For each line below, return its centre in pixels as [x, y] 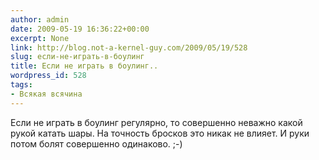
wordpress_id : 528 [48, 76]
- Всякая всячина [46, 94]
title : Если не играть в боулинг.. [84, 66]
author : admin [40, 19]
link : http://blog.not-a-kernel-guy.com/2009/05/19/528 [129, 47]
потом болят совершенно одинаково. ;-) [96, 143]
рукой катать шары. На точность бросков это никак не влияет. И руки [160, 133]
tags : [21, 85]
